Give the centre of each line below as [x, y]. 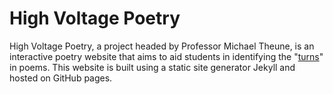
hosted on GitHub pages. [61, 78]
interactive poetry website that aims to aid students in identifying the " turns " [166, 56]
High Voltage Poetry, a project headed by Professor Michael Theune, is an [162, 46]
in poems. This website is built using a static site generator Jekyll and [152, 67]
